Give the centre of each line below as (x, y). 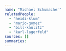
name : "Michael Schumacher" (33, 9)
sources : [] (17, 37)
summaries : (16, 41)
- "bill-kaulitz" (27, 28)
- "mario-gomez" (25, 23)
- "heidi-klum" (24, 18)
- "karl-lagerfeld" (29, 32)
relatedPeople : (20, 14)
